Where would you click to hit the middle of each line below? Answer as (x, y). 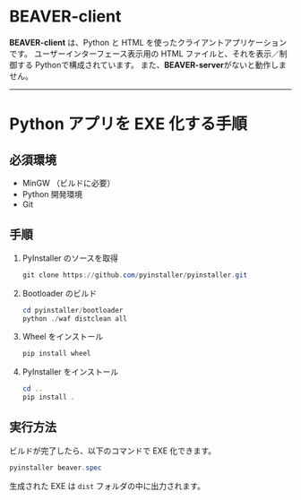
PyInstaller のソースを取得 (70, 258)
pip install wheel (56, 354)
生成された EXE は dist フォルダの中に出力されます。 (107, 486)
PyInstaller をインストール (70, 372)
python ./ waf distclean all (74, 319)
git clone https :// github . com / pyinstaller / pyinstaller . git (135, 275)
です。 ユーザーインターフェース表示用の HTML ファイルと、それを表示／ (145, 53)
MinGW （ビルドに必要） (69, 183)
